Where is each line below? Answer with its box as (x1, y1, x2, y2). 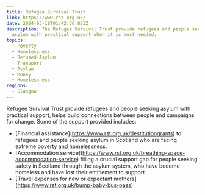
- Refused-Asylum (12, 54, 56, 60)
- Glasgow (12, 88, 37, 94)
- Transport (12, 60, 43, 66)
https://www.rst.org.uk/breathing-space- (82, 149, 185, 156)
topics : (6, 37, 26, 43)
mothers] (113, 175, 137, 182)
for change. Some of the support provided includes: (6, 118, 137, 125)
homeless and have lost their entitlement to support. (15, 168, 146, 175)
